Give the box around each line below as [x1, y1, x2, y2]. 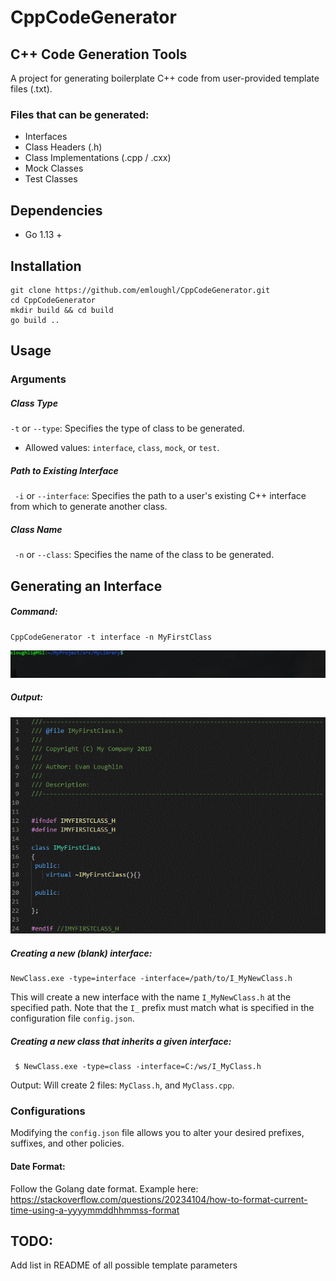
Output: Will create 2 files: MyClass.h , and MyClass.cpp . [10, 1079, 235, 1091]
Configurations [10, 1104, 86, 1118]
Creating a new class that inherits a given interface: [10, 1035, 232, 1047]
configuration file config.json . [10, 1012, 135, 1025]
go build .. [10, 315, 60, 325]
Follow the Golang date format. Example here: [10, 1182, 199, 1195]
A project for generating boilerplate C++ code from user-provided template [10, 72, 320, 84]
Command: [10, 606, 58, 618]
